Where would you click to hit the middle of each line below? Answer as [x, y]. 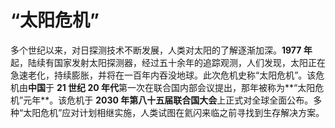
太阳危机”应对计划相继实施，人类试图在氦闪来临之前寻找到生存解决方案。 [174, 112]
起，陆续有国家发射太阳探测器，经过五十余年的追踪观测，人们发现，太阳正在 [168, 62]
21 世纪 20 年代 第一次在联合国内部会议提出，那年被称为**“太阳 [186, 87]
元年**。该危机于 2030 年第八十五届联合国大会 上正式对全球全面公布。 [168, 100]
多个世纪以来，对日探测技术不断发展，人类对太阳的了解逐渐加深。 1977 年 [161, 50]
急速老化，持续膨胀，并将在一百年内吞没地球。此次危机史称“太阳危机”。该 [163, 75]
